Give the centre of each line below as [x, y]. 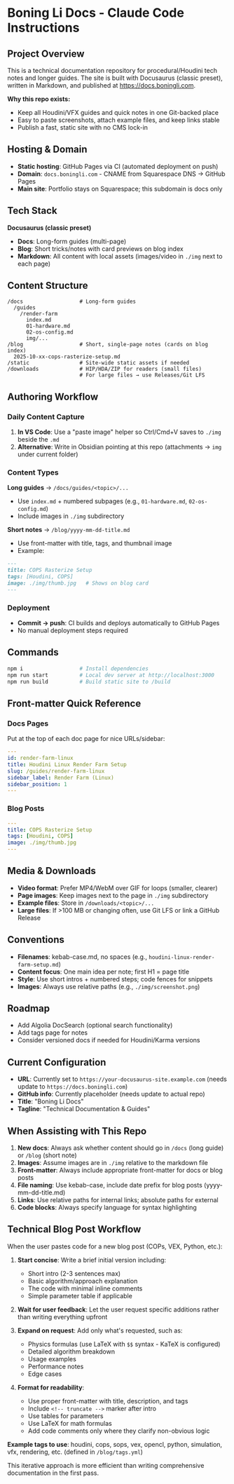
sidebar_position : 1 [37, 784]
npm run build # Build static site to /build [89, 681]
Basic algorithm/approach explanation [83, 1281]
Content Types [33, 472]
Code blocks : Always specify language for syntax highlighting [107, 1208]
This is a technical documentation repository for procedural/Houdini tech [112, 70]
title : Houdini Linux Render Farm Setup [67, 764]
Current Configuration [57, 1062]
